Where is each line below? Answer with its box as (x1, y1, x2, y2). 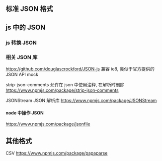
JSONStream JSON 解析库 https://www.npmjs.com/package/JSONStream (5, 98, 157, 103)
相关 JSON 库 (5, 54, 38, 60)
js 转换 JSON (5, 39, 37, 46)
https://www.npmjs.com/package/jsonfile (5, 121, 90, 127)
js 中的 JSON (5, 23, 46, 31)
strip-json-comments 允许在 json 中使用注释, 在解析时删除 (5, 82, 125, 88)
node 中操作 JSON (5, 109, 44, 115)
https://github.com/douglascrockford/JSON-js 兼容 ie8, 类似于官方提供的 (5, 66, 155, 72)
